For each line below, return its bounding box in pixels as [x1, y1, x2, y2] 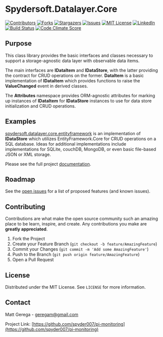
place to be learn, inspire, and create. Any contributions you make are [5, 221, 147, 227]
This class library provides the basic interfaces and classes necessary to [5, 52, 153, 58]
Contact [5, 299, 31, 307]
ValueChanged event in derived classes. [5, 83, 88, 89]
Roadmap [5, 175, 36, 184]
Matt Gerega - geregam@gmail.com [5, 311, 79, 317]
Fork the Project [12, 236, 45, 242]
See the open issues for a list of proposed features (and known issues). [5, 188, 151, 194]
